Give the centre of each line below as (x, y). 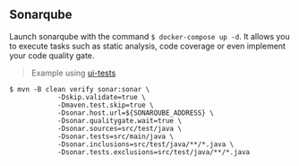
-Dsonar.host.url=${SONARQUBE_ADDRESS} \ (136, 113)
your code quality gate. (52, 55)
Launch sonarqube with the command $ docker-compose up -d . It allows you (149, 36)
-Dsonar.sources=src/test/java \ (119, 128)
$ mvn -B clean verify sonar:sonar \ (80, 89)
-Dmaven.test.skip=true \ (105, 105)
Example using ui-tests (73, 73)
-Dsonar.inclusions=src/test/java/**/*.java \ (145, 144)
